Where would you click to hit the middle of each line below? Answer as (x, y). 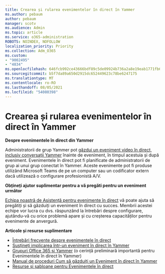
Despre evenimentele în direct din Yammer (49, 140)
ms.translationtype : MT (29, 78)
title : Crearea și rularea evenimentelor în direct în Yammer (70, 10)
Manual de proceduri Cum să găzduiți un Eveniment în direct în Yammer (85, 261)
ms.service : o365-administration (39, 37)
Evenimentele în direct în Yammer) (47, 256)
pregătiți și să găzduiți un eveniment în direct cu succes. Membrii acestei (79, 206)
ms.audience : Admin (25, 28)
